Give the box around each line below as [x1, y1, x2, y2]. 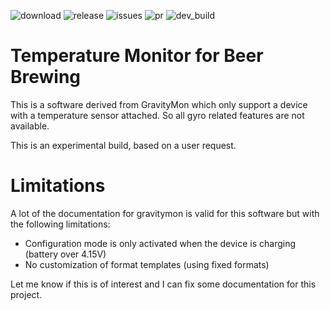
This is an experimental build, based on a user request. [10, 139, 237, 151]
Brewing [10, 66, 82, 89]
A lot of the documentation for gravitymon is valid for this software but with [10, 207, 320, 219]
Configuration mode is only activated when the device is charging [24, 237, 297, 249]
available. [10, 120, 50, 132]
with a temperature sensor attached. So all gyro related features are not [10, 109, 305, 121]
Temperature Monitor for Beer [10, 45, 264, 67]
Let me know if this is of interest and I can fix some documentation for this [10, 278, 317, 290]
